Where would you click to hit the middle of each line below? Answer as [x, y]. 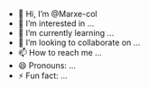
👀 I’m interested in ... [56, 23]
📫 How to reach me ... [60, 53]
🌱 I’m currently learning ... [66, 33]
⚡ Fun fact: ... [42, 75]
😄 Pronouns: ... [47, 66]
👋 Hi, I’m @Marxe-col [57, 14]
